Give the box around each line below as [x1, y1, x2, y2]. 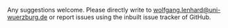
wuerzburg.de [7, 13, 48, 21]
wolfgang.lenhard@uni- [153, 6, 221, 14]
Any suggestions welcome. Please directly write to [7, 6, 152, 14]
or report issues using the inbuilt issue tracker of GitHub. [49, 13, 211, 21]
